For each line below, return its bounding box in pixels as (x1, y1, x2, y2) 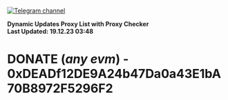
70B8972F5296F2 (7, 81, 113, 97)
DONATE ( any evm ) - (7, 52, 129, 67)
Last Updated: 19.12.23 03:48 (7, 28, 94, 35)
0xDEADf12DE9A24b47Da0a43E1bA (7, 66, 221, 82)
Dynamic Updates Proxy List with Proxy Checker (7, 20, 149, 28)
